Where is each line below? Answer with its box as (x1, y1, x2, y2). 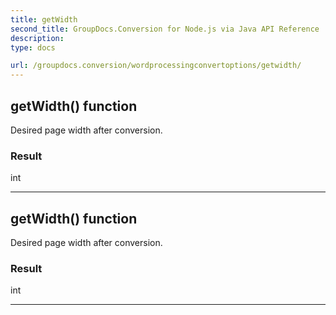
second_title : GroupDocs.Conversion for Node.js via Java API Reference (10, 24, 320, 34)
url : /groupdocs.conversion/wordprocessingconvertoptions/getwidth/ (10, 61, 302, 71)
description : (10, 33, 65, 43)
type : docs (10, 42, 56, 53)
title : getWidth (10, 14, 78, 25)
